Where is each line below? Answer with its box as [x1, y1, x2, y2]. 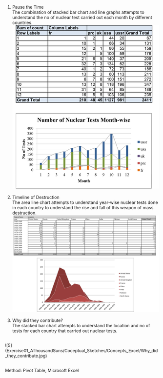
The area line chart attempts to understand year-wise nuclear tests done [12, 199, 158, 205]
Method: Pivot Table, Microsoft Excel [5, 368, 79, 374]
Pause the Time [12, 4, 44, 10]
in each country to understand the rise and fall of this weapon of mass [12, 205, 154, 211]
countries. [12, 20, 33, 25]
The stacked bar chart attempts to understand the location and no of [12, 323, 150, 329]
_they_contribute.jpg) [5, 353, 47, 359]
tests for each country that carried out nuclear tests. [12, 328, 118, 334]
